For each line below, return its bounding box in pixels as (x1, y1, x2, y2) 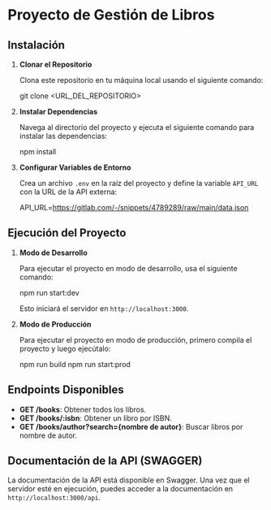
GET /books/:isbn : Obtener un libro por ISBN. (19, 413, 172, 423)
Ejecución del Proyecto (7, 226, 127, 240)
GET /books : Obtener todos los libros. (19, 404, 147, 414)
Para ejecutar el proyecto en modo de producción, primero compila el (19, 335, 252, 344)
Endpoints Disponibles (7, 383, 124, 397)
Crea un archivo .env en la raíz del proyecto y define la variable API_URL (19, 179, 259, 188)
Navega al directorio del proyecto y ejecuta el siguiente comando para (19, 123, 255, 132)
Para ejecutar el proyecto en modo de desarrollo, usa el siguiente (19, 263, 238, 273)
